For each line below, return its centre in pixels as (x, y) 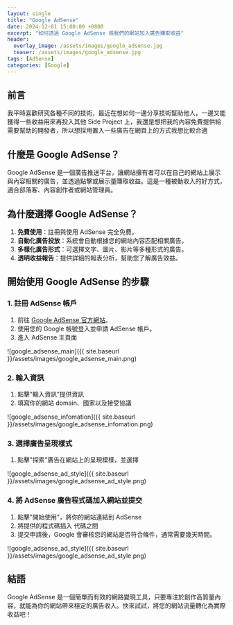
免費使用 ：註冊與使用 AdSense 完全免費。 (77, 232)
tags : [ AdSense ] (31, 59)
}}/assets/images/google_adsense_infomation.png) (80, 424)
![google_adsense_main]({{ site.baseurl (63, 351)
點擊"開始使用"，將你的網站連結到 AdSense (79, 517)
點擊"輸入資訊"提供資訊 (51, 394)
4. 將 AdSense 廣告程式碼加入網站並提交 (75, 501)
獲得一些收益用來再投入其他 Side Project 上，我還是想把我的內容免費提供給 (114, 122)
